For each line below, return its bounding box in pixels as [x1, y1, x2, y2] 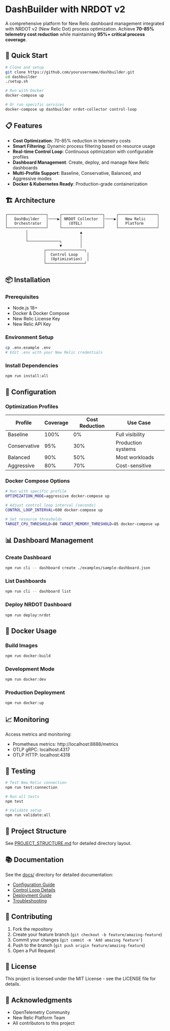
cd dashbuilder [5, 74, 37, 79]
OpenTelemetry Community [12, 1009, 70, 1015]
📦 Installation [5, 276, 51, 284]
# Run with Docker [5, 88, 44, 94]
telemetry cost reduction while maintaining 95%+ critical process [5, 31, 145, 37]
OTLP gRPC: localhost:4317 [12, 746, 70, 753]
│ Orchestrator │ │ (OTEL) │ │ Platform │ [5, 221, 159, 226]
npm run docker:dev [5, 677, 47, 682]
